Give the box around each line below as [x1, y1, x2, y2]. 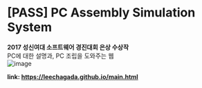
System [7, 19, 53, 35]
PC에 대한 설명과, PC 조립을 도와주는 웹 [7, 52, 114, 60]
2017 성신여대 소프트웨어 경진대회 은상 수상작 [7, 43, 129, 51]
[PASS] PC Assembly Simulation [7, 5, 196, 21]
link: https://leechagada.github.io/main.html [7, 72, 138, 80]
